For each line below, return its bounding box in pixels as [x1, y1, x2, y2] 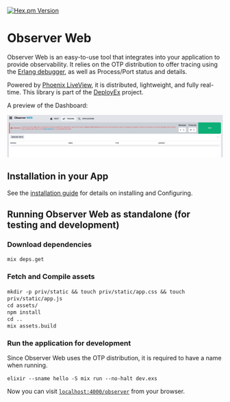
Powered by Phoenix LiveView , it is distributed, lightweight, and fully [7, 81, 199, 89]
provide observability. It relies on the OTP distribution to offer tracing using [7, 60, 218, 68]
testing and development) [7, 219, 120, 231]
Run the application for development [7, 338, 131, 348]
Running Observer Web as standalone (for [7, 209, 190, 220]
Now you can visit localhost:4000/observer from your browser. [7, 387, 186, 395]
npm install [7, 308, 41, 316]
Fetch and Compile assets [7, 272, 95, 282]
